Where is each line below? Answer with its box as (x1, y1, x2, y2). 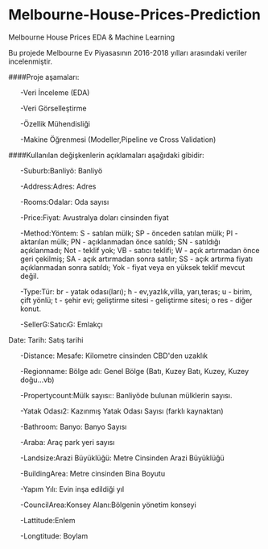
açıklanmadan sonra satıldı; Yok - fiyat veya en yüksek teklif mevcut (19, 262, 245, 272)
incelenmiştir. (8, 56, 53, 66)
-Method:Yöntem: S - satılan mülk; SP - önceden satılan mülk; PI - (19, 228, 239, 238)
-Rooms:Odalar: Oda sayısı (19, 197, 109, 206)
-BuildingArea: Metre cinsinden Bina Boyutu (19, 468, 166, 478)
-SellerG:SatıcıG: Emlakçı (19, 319, 103, 329)
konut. (19, 304, 42, 314)
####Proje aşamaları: (8, 72, 80, 81)
